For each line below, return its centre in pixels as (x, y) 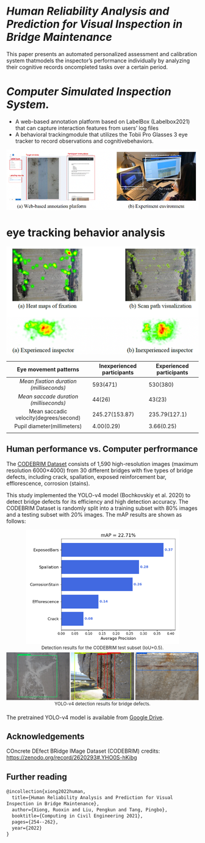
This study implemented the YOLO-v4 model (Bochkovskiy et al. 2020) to (99, 495)
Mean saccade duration (48, 396)
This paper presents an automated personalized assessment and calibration (102, 54)
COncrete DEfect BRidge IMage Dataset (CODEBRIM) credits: (83, 751)
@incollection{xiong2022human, (46, 792)
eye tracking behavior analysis (86, 233)
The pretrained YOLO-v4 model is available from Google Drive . (85, 717)
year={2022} (27, 828)
